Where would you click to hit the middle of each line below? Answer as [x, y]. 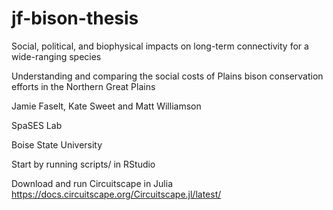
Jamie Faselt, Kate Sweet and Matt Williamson [106, 106]
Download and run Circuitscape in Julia [92, 183]
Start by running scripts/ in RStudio [83, 164]
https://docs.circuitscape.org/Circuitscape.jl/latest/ [116, 194]
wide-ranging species [56, 56]
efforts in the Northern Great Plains [83, 86]
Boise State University [57, 144]
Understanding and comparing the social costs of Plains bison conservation [167, 76]
